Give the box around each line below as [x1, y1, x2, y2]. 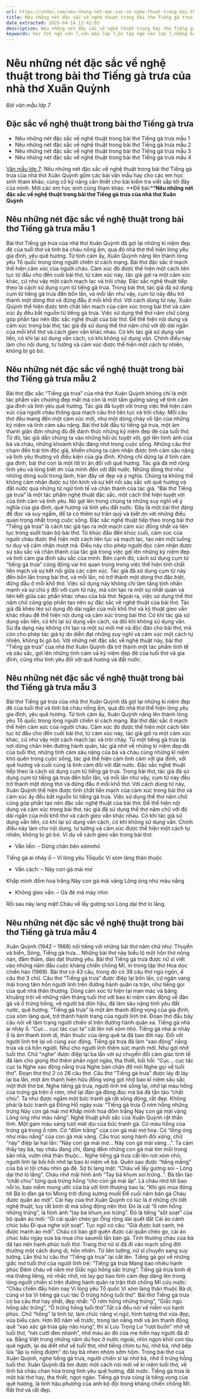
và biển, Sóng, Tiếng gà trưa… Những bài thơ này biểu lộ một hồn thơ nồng [6, 949, 190, 957]
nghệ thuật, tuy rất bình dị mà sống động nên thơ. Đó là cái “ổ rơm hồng [6, 1203, 182, 1210]
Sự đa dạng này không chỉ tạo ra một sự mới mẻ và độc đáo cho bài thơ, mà [6, 624, 192, 631]
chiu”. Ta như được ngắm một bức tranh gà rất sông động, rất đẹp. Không [6, 1095, 186, 1102]
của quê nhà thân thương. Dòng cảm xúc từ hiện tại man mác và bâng [6, 988, 177, 995]
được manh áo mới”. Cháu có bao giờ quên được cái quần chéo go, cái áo [6, 1228, 186, 1235]
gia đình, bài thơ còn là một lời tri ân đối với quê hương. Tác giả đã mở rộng [6, 459, 190, 466]
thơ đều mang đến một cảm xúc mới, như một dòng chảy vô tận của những [6, 415, 189, 422]
